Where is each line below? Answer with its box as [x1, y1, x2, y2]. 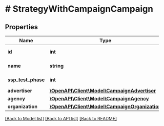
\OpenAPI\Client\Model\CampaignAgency [49, 95, 149, 102]
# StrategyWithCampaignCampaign [5, 3, 154, 15]
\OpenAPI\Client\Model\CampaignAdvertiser [49, 88, 156, 94]
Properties [5, 23, 38, 31]
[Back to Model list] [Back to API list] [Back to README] [5, 116, 117, 121]
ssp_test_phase [7, 76, 45, 83]
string [49, 62, 64, 69]
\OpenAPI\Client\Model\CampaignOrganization [49, 103, 162, 110]
